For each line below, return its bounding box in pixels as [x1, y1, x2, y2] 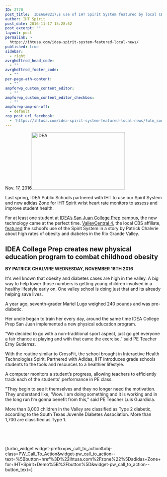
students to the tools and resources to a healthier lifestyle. [5, 361, 124, 368]
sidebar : [5, 49, 23, 54]
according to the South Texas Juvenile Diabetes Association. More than [5, 411, 152, 417]
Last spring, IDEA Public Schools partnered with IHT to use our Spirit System [5, 194, 162, 200]
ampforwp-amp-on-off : [5, 104, 50, 109]
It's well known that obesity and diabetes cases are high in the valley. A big [5, 275, 159, 281]
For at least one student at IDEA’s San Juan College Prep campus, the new [5, 215, 157, 221]
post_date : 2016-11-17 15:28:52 [5, 21, 72, 26]
